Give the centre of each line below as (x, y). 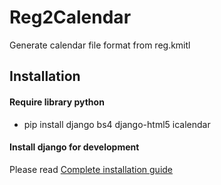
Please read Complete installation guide (91, 169)
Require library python (57, 102)
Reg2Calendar (70, 17)
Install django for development (74, 147)
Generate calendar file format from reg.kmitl (100, 45)
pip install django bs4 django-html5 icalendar (117, 124)
